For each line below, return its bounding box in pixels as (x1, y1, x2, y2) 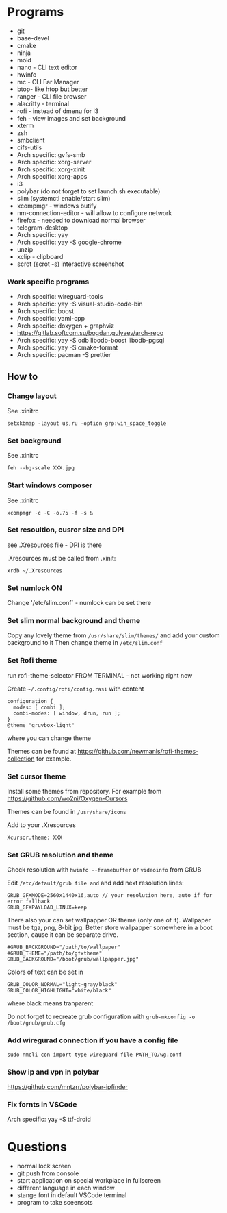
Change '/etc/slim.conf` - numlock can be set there (7, 599, 152, 607)
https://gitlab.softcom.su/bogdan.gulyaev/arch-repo (16, 329, 164, 337)
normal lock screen (16, 1162, 72, 1171)
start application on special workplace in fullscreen (16, 1177, 161, 1185)
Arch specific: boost (16, 307, 75, 315)
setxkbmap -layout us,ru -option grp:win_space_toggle (7, 419, 167, 427)
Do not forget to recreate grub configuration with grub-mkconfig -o (7, 1012, 196, 1021)
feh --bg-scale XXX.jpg (7, 465, 75, 471)
